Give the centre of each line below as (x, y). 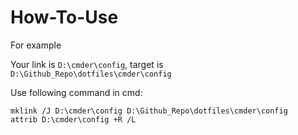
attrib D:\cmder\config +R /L (73, 119)
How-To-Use (64, 17)
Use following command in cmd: (76, 92)
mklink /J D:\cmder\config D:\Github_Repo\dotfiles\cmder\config (149, 111)
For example (36, 45)
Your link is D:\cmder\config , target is (87, 64)
